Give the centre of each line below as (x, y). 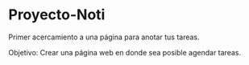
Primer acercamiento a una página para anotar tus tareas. (104, 37)
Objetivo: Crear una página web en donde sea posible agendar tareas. (125, 52)
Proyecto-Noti (57, 15)
